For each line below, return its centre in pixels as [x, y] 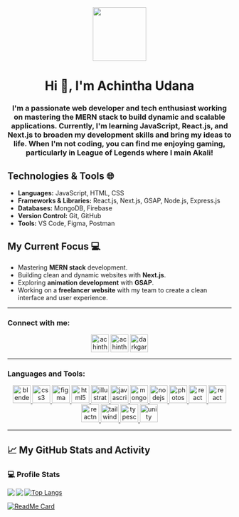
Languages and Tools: [46, 374]
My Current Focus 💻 [54, 246]
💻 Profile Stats [34, 474]
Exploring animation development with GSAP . [86, 282]
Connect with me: [39, 322]
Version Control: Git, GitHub [59, 215]
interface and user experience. [63, 297]
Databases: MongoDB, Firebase [65, 208]
